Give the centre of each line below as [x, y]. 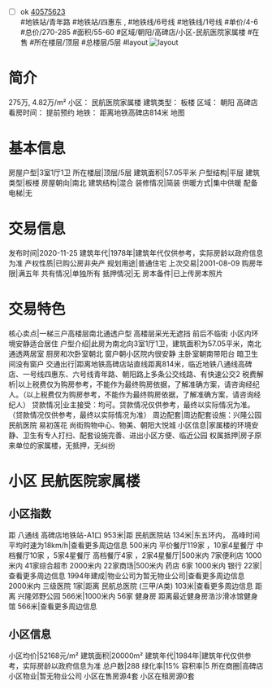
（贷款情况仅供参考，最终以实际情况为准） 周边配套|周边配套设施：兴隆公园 [135, 415]
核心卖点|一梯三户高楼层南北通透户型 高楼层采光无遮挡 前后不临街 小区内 [130, 333]
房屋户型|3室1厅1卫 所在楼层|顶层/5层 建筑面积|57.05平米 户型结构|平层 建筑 [134, 172]
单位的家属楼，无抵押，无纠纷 [65, 445]
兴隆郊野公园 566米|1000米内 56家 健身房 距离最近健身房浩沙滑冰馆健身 [138, 596]
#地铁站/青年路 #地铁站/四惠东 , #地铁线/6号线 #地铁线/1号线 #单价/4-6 [139, 22]
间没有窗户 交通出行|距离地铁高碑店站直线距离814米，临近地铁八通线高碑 [130, 364]
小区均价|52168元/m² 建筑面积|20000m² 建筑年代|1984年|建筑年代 [119, 656]
